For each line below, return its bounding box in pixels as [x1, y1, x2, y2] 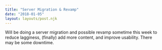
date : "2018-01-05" [5, 12, 44, 17]
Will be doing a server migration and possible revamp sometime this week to [5, 30, 157, 35]
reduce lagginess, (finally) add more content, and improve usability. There [5, 34, 152, 40]
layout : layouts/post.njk [5, 16, 57, 21]
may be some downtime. [5, 40, 54, 46]
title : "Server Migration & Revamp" [5, 7, 79, 12]
